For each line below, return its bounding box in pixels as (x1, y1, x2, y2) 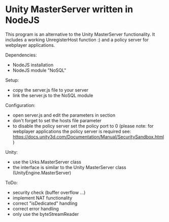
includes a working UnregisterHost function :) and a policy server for (5, 37, 149, 43)
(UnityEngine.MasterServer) (12, 170, 72, 176)
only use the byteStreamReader (12, 211, 79, 217)
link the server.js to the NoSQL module (12, 92, 93, 98)
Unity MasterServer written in (5, 4, 133, 15)
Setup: (5, 77, 19, 83)
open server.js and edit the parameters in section (12, 112, 116, 118)
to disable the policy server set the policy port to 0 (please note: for (12, 123, 154, 129)
